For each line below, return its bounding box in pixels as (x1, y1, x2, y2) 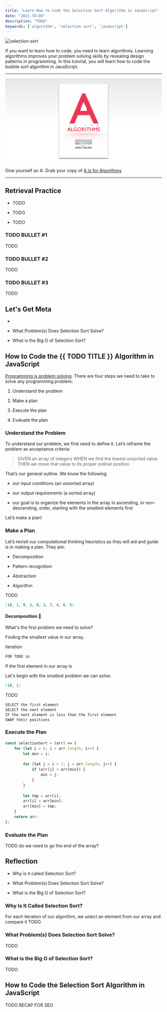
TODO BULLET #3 (5, 279, 49, 286)
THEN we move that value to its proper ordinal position (17, 461, 130, 467)
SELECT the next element (5, 707, 57, 712)
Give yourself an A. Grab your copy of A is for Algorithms (5, 167, 122, 173)
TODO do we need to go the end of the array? (5, 843, 99, 849)
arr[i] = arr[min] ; (23, 798, 64, 803)
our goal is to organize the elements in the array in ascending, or (12, 500, 145, 506)
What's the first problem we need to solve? (5, 624, 93, 630)
